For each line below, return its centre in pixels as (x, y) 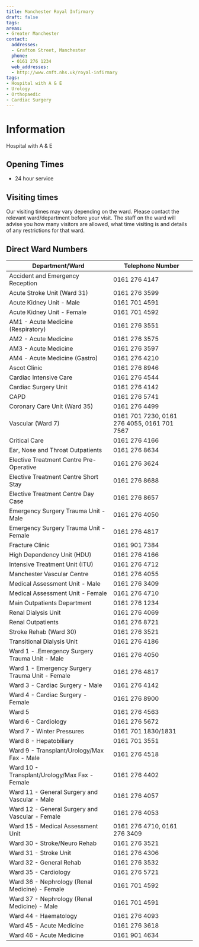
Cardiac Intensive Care (41, 377)
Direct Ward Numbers (47, 249)
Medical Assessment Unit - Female (58, 593)
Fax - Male (25, 758)
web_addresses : (30, 67)
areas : (14, 28)
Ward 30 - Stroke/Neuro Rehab (53, 843)
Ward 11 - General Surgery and (54, 792)
